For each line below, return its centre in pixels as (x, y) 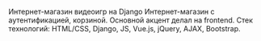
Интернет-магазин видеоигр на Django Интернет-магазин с (112, 12)
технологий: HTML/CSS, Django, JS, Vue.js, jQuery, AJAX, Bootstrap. (124, 29)
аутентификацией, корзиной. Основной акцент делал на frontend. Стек (130, 20)
